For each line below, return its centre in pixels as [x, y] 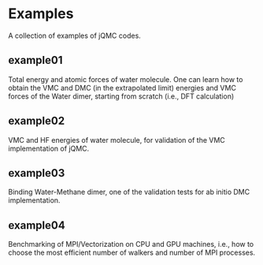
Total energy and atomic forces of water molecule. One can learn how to [126, 79]
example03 [37, 173]
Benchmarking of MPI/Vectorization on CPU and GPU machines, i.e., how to [131, 244]
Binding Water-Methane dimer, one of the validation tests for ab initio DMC [129, 192]
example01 [35, 60]
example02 [37, 121]
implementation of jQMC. [49, 148]
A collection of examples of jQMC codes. [75, 35]
